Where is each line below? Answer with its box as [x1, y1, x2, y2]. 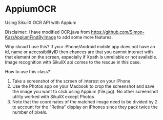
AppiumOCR [5, 3, 57, 15]
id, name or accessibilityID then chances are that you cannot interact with [5, 49, 153, 55]
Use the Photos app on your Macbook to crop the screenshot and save [12, 83, 155, 89]
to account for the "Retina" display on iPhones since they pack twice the [12, 104, 158, 110]
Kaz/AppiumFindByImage [5, 34, 56, 40]
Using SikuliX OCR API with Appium [5, 20, 77, 25]
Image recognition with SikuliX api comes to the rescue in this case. [5, 59, 141, 65]
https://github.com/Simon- [91, 29, 145, 35]
